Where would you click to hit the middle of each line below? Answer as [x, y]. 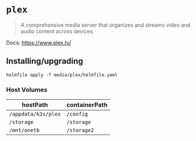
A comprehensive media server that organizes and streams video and [105, 25]
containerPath [87, 105]
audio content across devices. [57, 31]
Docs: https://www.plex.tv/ [39, 42]
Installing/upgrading [45, 61]
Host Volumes [27, 90]
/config [77, 114]
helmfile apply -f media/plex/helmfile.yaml [62, 75]
